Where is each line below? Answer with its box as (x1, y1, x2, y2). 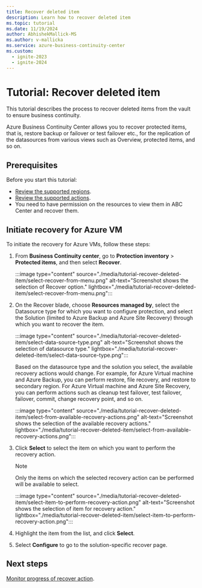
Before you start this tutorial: (6, 176, 77, 184)
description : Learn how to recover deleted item (6, 14, 131, 21)
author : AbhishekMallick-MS (6, 31, 77, 37)
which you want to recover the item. (14, 321, 104, 328)
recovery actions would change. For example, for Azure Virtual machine (14, 369, 194, 377)
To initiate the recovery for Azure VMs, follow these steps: (6, 241, 151, 248)
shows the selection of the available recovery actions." (14, 420, 151, 427)
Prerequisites (6, 160, 58, 170)
